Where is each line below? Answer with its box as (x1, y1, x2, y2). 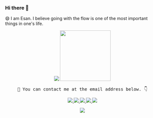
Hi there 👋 (5, 4, 29, 11)
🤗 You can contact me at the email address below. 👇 (17, 87, 148, 92)
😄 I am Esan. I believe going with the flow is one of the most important (5, 16, 148, 22)
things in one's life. (5, 21, 43, 26)
